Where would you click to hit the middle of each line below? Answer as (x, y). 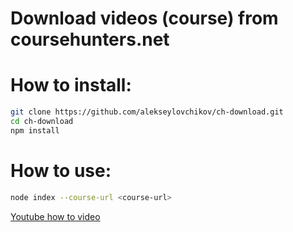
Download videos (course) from (144, 18)
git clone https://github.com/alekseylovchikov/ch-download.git (147, 112)
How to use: (61, 170)
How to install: (71, 85)
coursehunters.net (90, 39)
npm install (35, 130)
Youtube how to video (55, 216)
